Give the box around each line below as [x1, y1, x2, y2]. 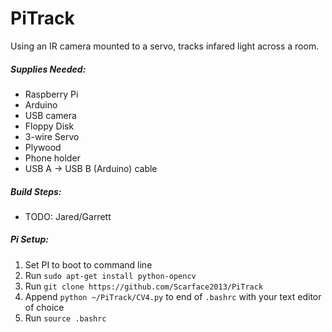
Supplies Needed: [10, 63, 87, 75]
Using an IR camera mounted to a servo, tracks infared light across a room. [10, 40, 320, 52]
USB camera [24, 109, 77, 121]
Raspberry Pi [24, 88, 79, 100]
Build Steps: [10, 185, 62, 197]
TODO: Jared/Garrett [24, 210, 112, 222]
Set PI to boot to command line [24, 258, 153, 271]
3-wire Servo [24, 130, 80, 142]
